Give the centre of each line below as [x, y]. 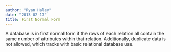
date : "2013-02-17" [26, 15]
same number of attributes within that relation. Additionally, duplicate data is [86, 39]
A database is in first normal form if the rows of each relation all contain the [85, 34]
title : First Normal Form [33, 19]
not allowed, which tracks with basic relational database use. [70, 44]
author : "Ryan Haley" [28, 10]
